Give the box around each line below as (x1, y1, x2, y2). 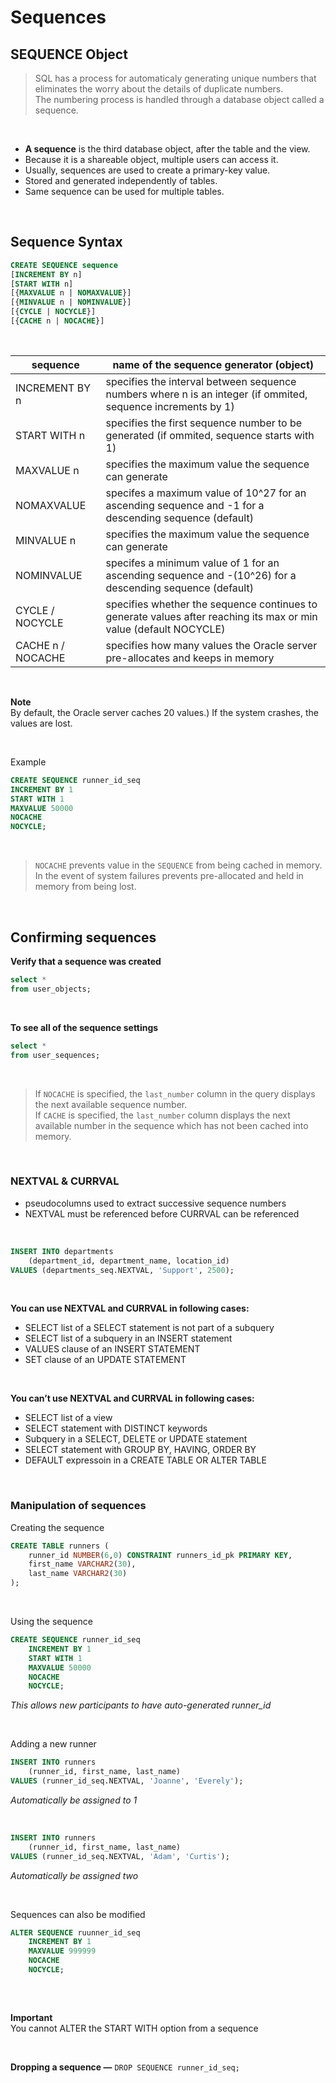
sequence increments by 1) (105, 399, 235, 413)
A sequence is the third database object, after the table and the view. (24, 143, 311, 155)
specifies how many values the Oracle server (105, 638, 318, 652)
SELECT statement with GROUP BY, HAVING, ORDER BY (24, 1444, 257, 1456)
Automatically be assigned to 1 (10, 1794, 138, 1806)
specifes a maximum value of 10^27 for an (105, 486, 307, 500)
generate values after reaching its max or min (105, 609, 318, 623)
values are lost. (10, 717, 73, 729)
